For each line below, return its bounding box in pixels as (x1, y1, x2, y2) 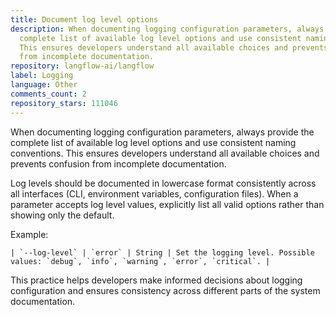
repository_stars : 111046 (10, 98, 118, 108)
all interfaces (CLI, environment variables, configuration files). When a (10, 187, 299, 200)
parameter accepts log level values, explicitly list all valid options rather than (10, 198, 325, 210)
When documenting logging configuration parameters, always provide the (10, 126, 315, 138)
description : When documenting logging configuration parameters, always (10, 24, 325, 34)
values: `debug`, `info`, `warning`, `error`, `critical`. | (10, 256, 271, 266)
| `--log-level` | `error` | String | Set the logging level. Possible (10, 247, 315, 258)
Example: (10, 228, 49, 240)
